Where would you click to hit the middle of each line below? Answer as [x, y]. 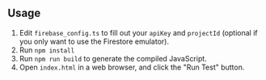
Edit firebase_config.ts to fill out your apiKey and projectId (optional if [138, 32]
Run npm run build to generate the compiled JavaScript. [113, 58]
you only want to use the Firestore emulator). [94, 41]
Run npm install [47, 50]
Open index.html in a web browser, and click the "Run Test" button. [132, 67]
